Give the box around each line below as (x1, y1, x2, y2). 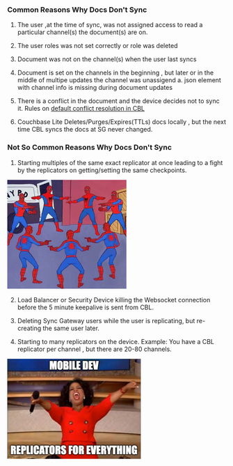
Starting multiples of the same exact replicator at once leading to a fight (17, 158, 223, 166)
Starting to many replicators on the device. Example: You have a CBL (17, 337, 214, 345)
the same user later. (42, 324, 99, 332)
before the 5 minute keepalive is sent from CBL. (17, 303, 154, 311)
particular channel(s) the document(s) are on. (17, 28, 148, 36)
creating (17, 324, 42, 332)
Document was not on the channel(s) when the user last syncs (17, 55, 197, 63)
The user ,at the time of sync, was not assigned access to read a (17, 21, 203, 29)
